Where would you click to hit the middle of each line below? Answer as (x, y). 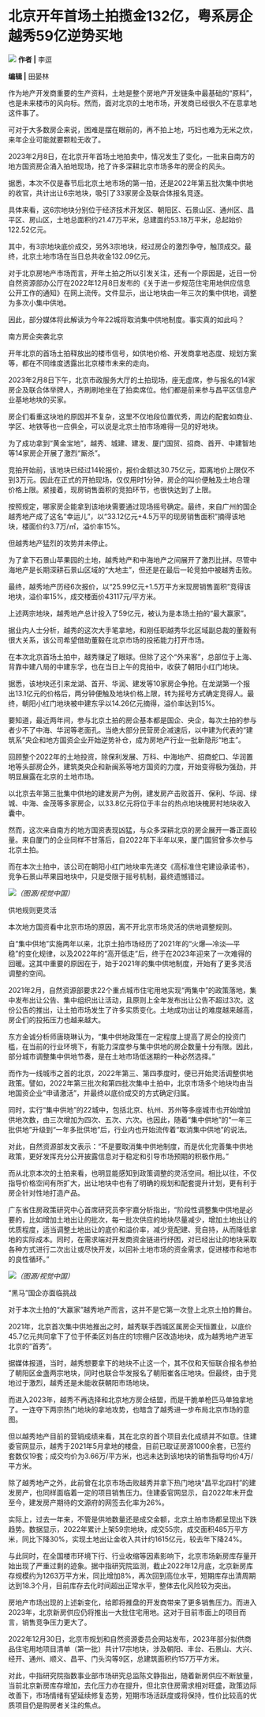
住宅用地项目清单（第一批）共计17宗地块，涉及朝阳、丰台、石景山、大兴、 (136, 1649)
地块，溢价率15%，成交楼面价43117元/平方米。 (84, 596)
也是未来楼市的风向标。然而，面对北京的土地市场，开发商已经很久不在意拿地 (132, 103)
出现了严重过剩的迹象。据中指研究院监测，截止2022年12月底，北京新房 (131, 1565)
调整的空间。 (29, 973)
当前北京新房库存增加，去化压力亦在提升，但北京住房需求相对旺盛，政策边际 (132, 1685)
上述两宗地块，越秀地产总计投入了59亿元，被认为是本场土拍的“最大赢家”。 (129, 613)
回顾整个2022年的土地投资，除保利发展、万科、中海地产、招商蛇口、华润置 (131, 756)
